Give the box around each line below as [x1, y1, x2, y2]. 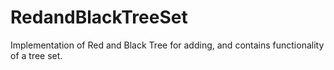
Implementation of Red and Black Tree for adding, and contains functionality [10, 39, 325, 51]
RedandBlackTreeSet [10, 6, 188, 29]
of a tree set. [10, 49, 63, 61]
